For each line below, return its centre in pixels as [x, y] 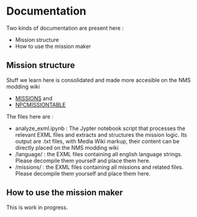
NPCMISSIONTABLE [40, 105]
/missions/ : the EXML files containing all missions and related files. [99, 167]
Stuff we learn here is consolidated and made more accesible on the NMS [99, 80]
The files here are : [30, 116]
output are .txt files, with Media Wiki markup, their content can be [97, 141]
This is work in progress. [37, 207]
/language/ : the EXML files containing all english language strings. [98, 154]
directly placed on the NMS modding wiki [67, 148]
